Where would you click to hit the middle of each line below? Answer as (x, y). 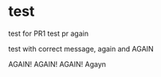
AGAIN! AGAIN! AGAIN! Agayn (57, 64)
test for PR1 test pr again (49, 33)
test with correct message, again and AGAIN (81, 48)
